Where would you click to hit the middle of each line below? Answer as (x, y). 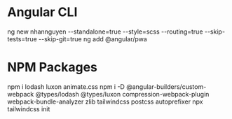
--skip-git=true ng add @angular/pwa (93, 38)
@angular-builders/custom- (166, 86)
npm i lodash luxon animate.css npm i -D (66, 86)
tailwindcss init (29, 108)
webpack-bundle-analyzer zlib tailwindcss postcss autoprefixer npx (105, 101)
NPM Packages (53, 68)
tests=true (22, 38)
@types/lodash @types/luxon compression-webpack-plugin (122, 94)
